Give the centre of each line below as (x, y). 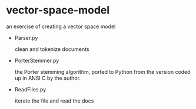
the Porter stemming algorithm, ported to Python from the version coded (102, 71)
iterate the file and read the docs (54, 101)
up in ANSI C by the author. (48, 78)
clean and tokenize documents (52, 49)
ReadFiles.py (30, 89)
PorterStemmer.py (37, 60)
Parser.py (26, 38)
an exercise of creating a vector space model (61, 26)
